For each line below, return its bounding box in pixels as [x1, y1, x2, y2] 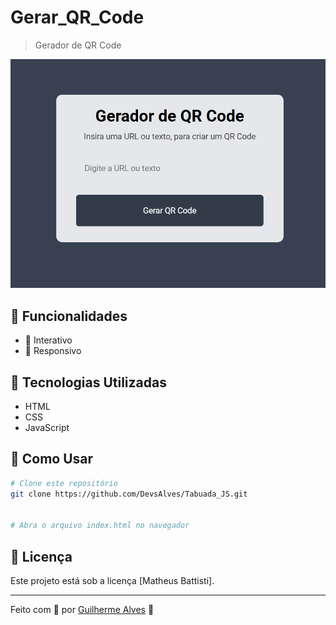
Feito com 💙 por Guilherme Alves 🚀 [10, 604, 155, 616]
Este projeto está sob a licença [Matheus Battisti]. [10, 575, 215, 587]
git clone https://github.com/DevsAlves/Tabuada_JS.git [10, 489, 248, 499]
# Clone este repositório [10, 478, 118, 488]
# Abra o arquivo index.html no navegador [10, 521, 190, 531]
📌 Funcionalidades [10, 307, 128, 325]
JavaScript [24, 422, 70, 434]
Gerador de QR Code [34, 39, 122, 51]
